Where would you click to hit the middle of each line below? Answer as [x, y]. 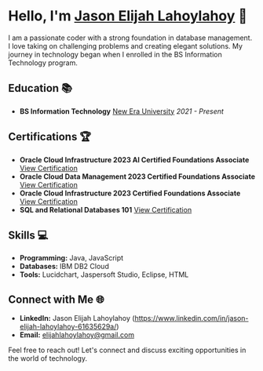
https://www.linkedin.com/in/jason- [192, 318]
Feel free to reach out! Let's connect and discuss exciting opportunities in [127, 350]
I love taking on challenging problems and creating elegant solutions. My [126, 45]
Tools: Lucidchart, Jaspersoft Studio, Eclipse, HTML [104, 275]
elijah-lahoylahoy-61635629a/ [68, 327]
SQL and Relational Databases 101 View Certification [106, 209]
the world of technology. [48, 358]
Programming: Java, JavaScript [71, 258]
